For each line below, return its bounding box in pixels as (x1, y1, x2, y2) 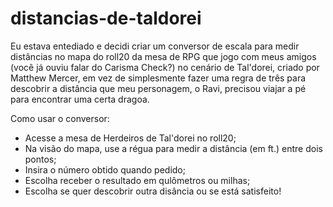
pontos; (24, 153, 57, 165)
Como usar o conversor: (10, 112, 110, 124)
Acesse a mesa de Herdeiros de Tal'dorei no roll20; (24, 132, 237, 144)
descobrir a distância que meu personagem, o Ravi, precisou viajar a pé (10, 82, 307, 94)
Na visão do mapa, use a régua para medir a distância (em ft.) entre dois (24, 142, 323, 154)
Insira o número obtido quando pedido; (24, 163, 186, 176)
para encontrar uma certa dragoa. (10, 93, 150, 105)
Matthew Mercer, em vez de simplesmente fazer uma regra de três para (10, 72, 307, 84)
